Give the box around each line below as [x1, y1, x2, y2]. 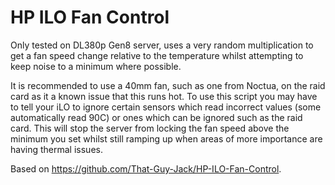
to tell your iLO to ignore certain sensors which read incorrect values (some [10, 101, 322, 113]
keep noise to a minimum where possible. [10, 60, 182, 72]
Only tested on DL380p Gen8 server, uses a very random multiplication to [10, 39, 314, 51]
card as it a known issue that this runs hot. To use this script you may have [10, 90, 318, 102]
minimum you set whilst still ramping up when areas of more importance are [10, 132, 323, 145]
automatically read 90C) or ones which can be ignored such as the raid [10, 111, 303, 123]
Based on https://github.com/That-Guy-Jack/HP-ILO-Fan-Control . [10, 162, 282, 175]
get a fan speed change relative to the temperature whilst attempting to [10, 49, 304, 61]
